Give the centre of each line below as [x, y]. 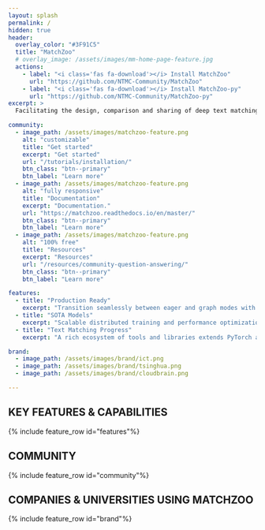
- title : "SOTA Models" [54, 315]
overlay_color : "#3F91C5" [58, 45]
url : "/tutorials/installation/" [77, 162]
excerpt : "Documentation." [67, 206]
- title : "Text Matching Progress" [74, 330]
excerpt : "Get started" [62, 155]
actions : [30, 67]
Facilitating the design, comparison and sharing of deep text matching [137, 111]
